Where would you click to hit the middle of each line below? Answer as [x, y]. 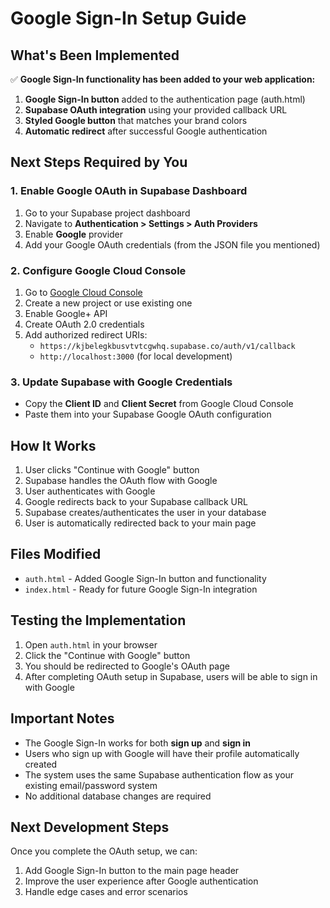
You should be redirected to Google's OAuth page [127, 666]
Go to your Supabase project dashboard [107, 213]
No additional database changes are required [118, 796]
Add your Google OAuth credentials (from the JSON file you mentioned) [172, 244]
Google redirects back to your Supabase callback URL [136, 502]
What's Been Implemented [95, 55]
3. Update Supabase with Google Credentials [121, 382]
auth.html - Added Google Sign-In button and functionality [145, 578]
